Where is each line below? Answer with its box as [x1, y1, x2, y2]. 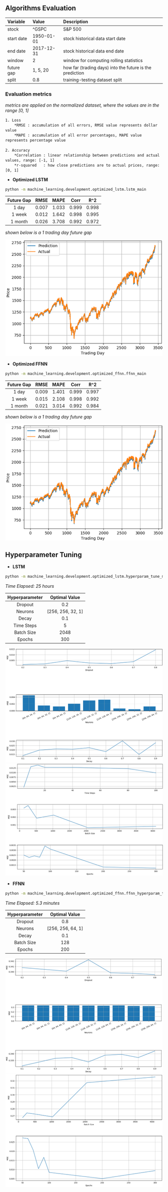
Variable [7, 19, 25, 25]
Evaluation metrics [5, 91, 52, 98]
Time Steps [13, 622, 37, 628]
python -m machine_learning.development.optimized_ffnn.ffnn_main [5, 371, 146, 376]
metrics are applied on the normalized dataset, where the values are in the [5, 102, 159, 108]
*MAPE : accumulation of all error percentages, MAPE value [14, 133, 142, 138]
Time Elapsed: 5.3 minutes [5, 900, 60, 906]
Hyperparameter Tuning [5, 550, 82, 559]
